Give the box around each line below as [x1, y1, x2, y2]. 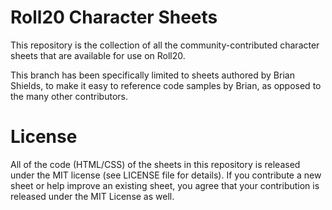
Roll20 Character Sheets [10, 6, 218, 29]
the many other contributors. [10, 90, 129, 102]
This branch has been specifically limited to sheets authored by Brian [10, 69, 295, 81]
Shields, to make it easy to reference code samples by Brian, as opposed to [10, 79, 322, 91]
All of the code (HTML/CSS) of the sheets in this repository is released [10, 158, 301, 170]
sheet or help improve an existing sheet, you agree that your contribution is [10, 179, 320, 191]
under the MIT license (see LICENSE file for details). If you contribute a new [10, 169, 322, 181]
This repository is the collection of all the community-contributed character [10, 39, 320, 51]
